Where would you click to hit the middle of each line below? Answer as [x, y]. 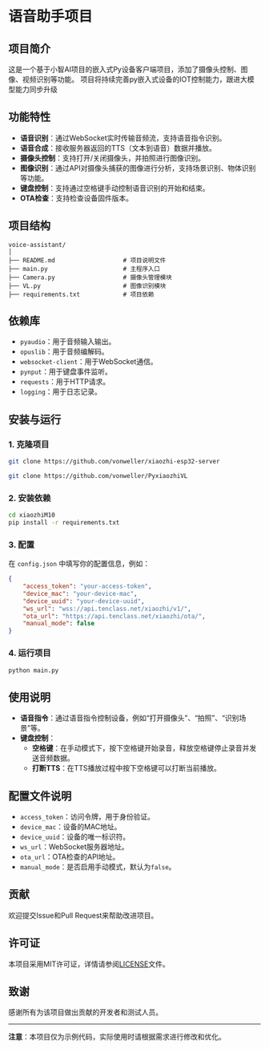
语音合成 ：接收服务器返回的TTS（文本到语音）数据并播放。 [118, 148]
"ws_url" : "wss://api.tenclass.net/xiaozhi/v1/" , [107, 609]
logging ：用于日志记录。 [60, 392]
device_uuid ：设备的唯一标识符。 [75, 837]
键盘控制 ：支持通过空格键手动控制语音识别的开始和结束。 [114, 188]
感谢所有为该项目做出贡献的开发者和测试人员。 [85, 1012]
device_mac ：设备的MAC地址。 [70, 827]
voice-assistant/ [37, 245]
